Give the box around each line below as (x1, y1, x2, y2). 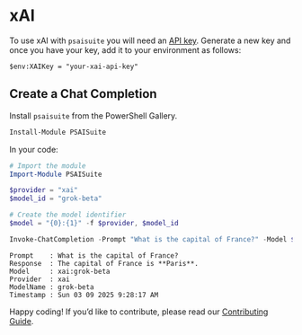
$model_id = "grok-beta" (9, 194, 102, 203)
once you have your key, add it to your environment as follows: (9, 44, 242, 55)
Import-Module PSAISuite (9, 170, 102, 179)
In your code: (9, 144, 58, 154)
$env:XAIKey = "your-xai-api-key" (9, 62, 139, 71)
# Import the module (9, 161, 87, 171)
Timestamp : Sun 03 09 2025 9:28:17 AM (9, 290, 159, 299)
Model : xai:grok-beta (9, 267, 111, 276)
